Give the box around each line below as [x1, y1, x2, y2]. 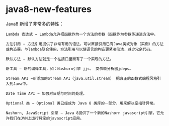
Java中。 [13, 81, 30, 86]
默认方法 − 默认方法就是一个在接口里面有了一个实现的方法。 [6, 56, 114, 61]
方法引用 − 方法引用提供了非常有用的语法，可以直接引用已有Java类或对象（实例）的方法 [6, 41, 164, 46]
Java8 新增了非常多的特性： [6, 21, 64, 27]
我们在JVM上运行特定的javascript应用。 [9, 115, 84, 121]
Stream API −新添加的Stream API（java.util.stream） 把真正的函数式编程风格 [6, 76, 157, 81]
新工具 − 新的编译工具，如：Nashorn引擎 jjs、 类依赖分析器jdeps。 [6, 66, 133, 71]
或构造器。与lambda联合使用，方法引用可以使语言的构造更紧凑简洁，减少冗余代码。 [6, 47, 154, 52]
